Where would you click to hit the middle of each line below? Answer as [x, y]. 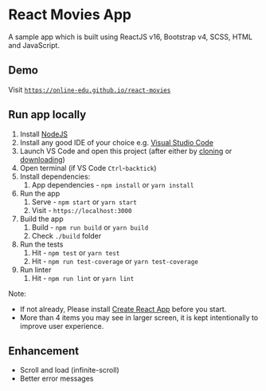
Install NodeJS [44, 134]
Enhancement [44, 351]
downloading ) [42, 159]
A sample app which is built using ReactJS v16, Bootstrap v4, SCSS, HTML [131, 37]
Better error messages [57, 379]
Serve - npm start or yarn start [84, 202]
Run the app [40, 193]
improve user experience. [62, 326]
